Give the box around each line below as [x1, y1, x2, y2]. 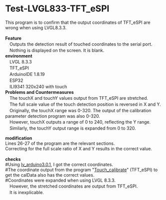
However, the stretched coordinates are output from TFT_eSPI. [9, 183, 138, 189]
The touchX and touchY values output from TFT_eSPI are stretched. [9, 95, 149, 101]
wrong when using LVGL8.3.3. [5, 24, 67, 30]
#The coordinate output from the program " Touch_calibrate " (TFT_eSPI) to [5, 167, 158, 173]
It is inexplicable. [9, 189, 44, 195]
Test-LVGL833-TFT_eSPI [5, 3, 110, 14]
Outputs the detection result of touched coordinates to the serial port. [9, 41, 153, 47]
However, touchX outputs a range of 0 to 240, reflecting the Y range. [9, 119, 151, 125]
